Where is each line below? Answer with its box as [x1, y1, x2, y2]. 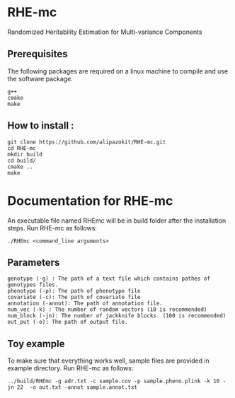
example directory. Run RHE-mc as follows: [7, 364, 134, 373]
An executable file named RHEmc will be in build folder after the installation [7, 216, 227, 225]
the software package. [7, 74, 73, 83]
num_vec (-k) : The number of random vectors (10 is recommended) [7, 306, 207, 313]
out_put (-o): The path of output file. [7, 319, 129, 326]
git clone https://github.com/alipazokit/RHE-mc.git [7, 139, 166, 146]
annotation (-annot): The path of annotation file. [7, 300, 163, 308]
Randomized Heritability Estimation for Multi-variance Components [7, 28, 203, 36]
